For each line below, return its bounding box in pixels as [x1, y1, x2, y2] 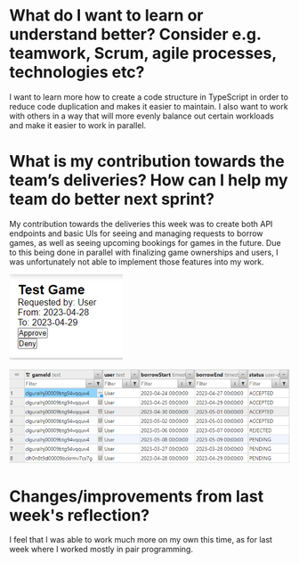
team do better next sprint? [9, 189, 215, 209]
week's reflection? [9, 505, 149, 526]
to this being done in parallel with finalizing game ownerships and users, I [9, 247, 279, 257]
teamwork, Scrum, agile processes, [9, 44, 278, 63]
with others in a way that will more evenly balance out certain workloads [9, 110, 274, 121]
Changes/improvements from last [9, 486, 264, 506]
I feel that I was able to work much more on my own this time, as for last [9, 534, 273, 545]
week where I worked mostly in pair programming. [9, 544, 194, 555]
